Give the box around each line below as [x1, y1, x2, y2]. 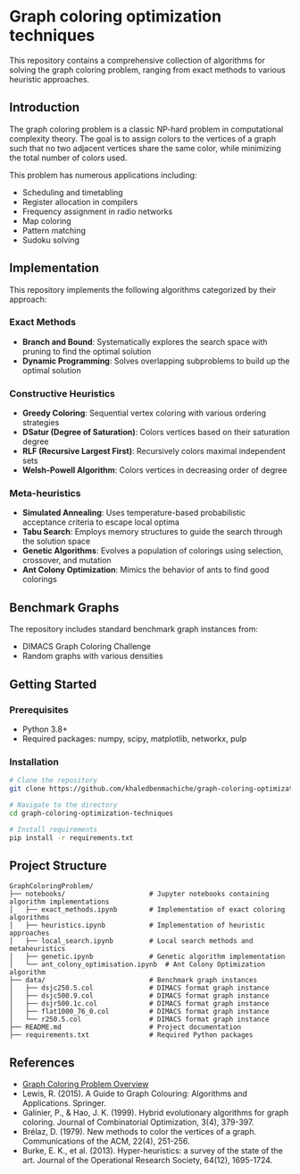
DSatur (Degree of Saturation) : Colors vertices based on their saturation [21, 427, 290, 438]
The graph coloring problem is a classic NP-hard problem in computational [9, 124, 284, 134]
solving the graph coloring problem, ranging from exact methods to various [9, 64, 286, 75]
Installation [9, 755, 60, 767]
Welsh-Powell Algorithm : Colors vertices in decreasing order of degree [21, 465, 287, 476]
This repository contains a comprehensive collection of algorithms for [9, 55, 266, 65]
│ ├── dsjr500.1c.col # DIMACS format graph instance [9, 999, 270, 1008]
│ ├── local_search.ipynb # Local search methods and [9, 937, 254, 946]
